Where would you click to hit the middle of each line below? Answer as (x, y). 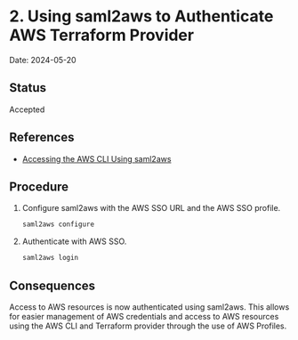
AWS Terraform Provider (101, 35)
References (42, 138)
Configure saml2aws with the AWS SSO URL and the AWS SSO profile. (151, 208)
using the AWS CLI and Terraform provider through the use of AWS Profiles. (148, 326)
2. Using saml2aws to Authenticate (141, 16)
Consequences (52, 285)
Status (28, 88)
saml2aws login (50, 258)
